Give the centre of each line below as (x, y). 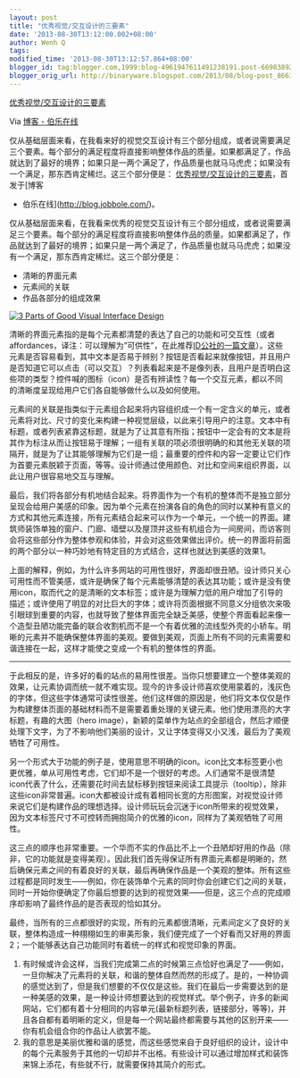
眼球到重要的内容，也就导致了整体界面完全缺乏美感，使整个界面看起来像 (150, 614)
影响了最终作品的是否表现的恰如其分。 (95, 903)
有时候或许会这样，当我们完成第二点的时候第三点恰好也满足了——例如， (155, 964)
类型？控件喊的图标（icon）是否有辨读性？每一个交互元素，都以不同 (158, 379)
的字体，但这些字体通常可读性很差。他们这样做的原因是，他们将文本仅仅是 (146, 697)
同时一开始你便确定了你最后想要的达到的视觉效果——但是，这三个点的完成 (146, 892)
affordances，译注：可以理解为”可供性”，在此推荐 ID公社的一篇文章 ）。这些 (146, 345)
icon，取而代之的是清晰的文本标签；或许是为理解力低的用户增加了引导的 (150, 592)
